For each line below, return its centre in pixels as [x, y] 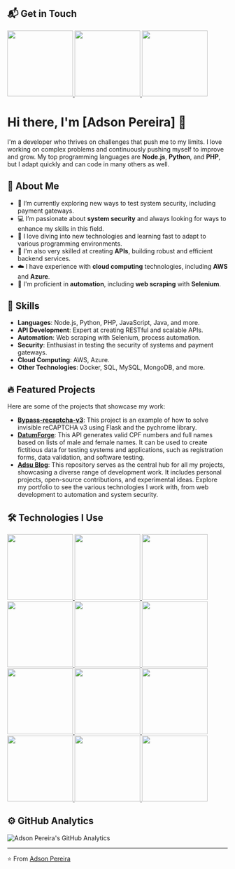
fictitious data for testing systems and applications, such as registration [120, 450]
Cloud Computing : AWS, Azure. [63, 360]
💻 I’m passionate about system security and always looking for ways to [122, 218]
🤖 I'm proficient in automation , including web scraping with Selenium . [119, 284]
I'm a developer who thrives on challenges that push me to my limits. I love [115, 142]
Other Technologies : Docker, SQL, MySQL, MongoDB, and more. [111, 367]
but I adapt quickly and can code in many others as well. [88, 164]
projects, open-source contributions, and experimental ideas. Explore [117, 480]
